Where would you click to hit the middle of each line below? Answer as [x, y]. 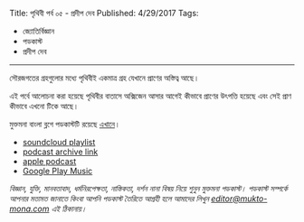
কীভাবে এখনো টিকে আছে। [44, 106]
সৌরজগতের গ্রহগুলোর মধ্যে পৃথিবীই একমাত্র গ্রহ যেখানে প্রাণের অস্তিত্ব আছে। [104, 78]
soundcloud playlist [59, 142]
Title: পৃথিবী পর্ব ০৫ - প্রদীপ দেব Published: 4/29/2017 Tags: [104, 13]
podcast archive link [60, 152]
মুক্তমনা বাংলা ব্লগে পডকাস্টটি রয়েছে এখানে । [65, 124]
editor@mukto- [239, 199]
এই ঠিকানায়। [69, 208]
